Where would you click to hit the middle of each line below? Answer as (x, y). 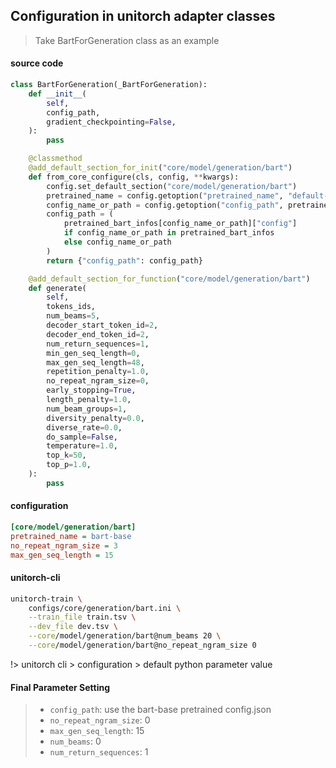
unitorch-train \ (46, 599)
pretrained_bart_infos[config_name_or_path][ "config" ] (180, 224)
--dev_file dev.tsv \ (73, 627)
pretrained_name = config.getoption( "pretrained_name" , (165, 195)
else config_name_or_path (117, 242)
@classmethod (55, 159)
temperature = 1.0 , (82, 446)
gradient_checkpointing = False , (111, 122)
